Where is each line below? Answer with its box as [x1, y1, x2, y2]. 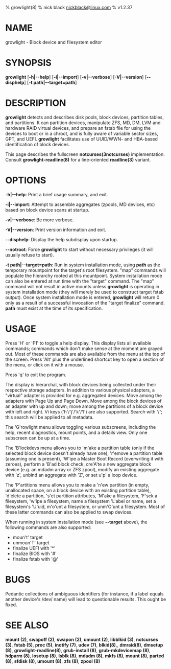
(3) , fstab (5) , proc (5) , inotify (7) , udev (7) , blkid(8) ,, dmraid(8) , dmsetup [5, 641, 163, 648]
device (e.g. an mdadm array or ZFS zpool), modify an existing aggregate [5, 466, 160, 472]
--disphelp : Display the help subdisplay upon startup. [5, 236, 118, 242]
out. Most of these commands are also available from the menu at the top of [5, 351, 165, 357]
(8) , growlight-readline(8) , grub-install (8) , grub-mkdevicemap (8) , [5, 647, 151, 653]
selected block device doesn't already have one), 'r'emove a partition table [5, 450, 163, 456]
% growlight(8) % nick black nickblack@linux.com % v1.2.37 [5, 5, 133, 10]
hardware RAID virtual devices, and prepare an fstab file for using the [5, 125, 151, 131]
